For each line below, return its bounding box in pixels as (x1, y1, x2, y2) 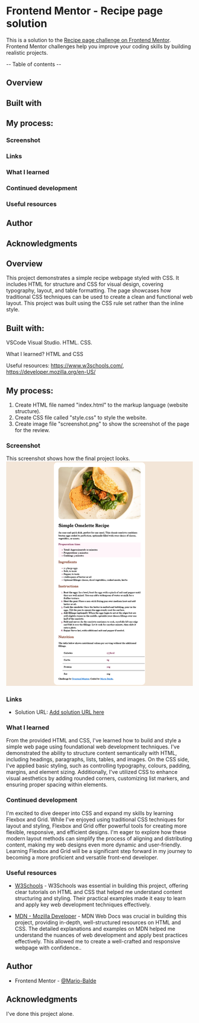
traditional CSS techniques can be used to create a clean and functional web (6, 293, 193, 301)
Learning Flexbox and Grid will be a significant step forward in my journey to (6, 847, 192, 854)
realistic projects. (6, 49, 49, 56)
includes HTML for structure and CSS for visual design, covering (6, 281, 164, 288)
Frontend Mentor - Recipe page (6, 4, 163, 18)
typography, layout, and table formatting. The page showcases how (6, 287, 171, 294)
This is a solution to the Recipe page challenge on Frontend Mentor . (6, 36, 171, 43)
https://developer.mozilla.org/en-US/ (6, 369, 96, 376)
